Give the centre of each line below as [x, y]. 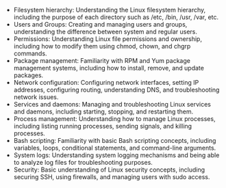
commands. [30, 53]
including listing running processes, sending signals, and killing [103, 126]
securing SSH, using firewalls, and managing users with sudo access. [112, 177]
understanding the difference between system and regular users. [105, 31]
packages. [28, 75]
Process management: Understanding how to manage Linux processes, [114, 119]
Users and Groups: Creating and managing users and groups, [100, 24]
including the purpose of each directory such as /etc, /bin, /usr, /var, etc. [116, 17]
